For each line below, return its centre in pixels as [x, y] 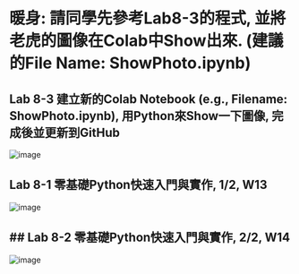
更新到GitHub [82, 132]
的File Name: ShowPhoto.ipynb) [130, 63]
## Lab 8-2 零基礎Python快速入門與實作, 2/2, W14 [150, 238]
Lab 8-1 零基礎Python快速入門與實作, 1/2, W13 [138, 185]
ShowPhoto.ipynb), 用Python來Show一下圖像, [139, 116]
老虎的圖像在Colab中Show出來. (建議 [146, 41]
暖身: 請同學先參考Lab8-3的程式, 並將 [148, 18]
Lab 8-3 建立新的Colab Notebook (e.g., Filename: [149, 99]
